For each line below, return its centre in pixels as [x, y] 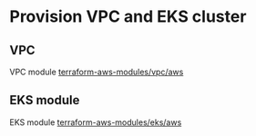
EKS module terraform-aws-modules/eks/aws [96, 122]
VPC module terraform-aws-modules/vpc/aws [97, 72]
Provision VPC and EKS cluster [128, 17]
